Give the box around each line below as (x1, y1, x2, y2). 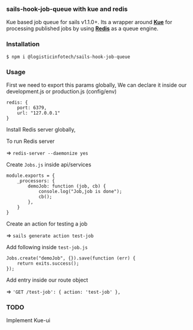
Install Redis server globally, (6, 125, 76, 133)
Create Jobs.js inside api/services (6, 160, 91, 168)
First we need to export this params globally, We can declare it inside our (6, 81, 187, 89)
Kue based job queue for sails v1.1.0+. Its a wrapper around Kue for (6, 19, 173, 26)
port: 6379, (17, 104, 47, 110)
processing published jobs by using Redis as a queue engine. (6, 25, 159, 32)
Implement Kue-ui (6, 317, 51, 324)
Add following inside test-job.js (6, 243, 88, 250)
